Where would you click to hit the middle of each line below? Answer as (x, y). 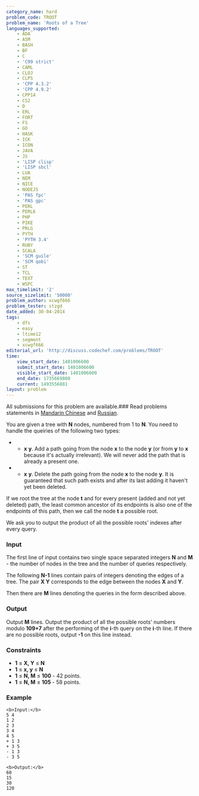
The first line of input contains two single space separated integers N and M (99, 558)
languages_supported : (33, 28)
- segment (29, 339)
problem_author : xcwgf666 (38, 301)
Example (19, 697)
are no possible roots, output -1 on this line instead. (69, 635)
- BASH (25, 45)
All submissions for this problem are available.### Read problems (87, 406)
